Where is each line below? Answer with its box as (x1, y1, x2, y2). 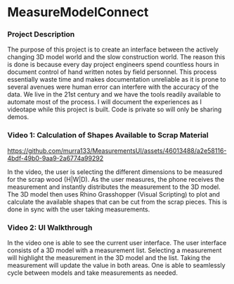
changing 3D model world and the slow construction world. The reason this (7, 53, 226, 61)
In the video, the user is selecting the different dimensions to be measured (7, 167, 223, 176)
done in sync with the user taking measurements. (7, 205, 150, 214)
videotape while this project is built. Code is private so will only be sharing (7, 105, 222, 113)
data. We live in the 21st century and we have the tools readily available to (7, 90, 221, 99)
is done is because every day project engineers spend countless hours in (7, 61, 219, 69)
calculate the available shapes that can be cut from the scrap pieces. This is (7, 197, 228, 206)
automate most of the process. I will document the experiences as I (7, 98, 202, 106)
